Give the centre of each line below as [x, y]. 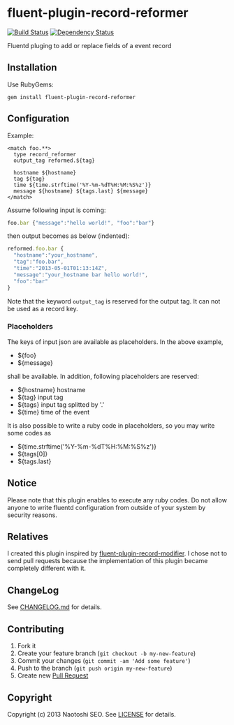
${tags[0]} [32, 454]
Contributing [36, 629]
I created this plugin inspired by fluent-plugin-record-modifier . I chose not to [117, 553]
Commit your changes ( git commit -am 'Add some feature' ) [104, 661]
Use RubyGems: [30, 84]
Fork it [27, 646]
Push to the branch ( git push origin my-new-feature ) [95, 668]
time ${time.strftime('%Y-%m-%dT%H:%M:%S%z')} [82, 185]
